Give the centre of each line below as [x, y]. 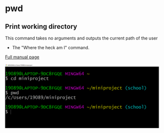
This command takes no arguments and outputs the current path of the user [81, 38]
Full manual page [22, 57]
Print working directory [41, 27]
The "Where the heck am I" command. [51, 47]
